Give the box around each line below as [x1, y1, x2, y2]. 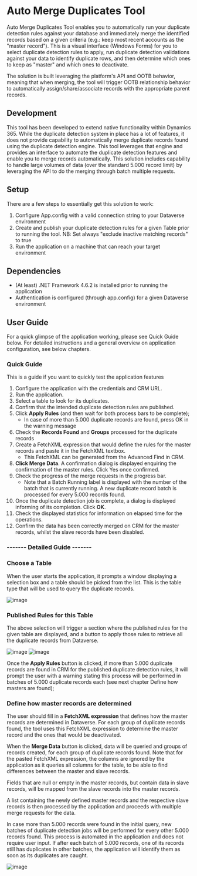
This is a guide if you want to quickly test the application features [6, 373, 164, 380]
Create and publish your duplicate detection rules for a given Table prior [15, 224, 189, 231]
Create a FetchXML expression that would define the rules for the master [15, 441, 192, 448]
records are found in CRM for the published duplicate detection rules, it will [6, 666, 188, 673]
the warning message [23, 422, 77, 430]
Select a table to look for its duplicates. [15, 397, 110, 404]
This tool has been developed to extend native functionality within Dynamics [6, 123, 191, 131]
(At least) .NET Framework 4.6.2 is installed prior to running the [15, 282, 168, 289]
